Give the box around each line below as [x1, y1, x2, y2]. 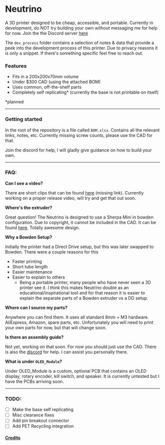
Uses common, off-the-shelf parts [12, 84, 82, 90]
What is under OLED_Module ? [5, 358, 62, 364]
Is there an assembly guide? [5, 334, 64, 340]
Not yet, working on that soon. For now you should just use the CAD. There [5, 344, 157, 350]
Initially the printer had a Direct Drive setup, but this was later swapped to [5, 244, 154, 250]
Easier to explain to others [12, 274, 65, 280]
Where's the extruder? [5, 204, 53, 210]
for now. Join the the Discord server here [5, 30, 88, 36]
